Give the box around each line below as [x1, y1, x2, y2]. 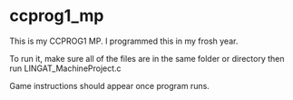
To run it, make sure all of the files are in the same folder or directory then [9, 53, 285, 64]
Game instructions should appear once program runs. [9, 80, 210, 91]
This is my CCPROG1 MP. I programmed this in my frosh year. [9, 35, 239, 46]
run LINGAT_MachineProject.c [9, 63, 122, 74]
